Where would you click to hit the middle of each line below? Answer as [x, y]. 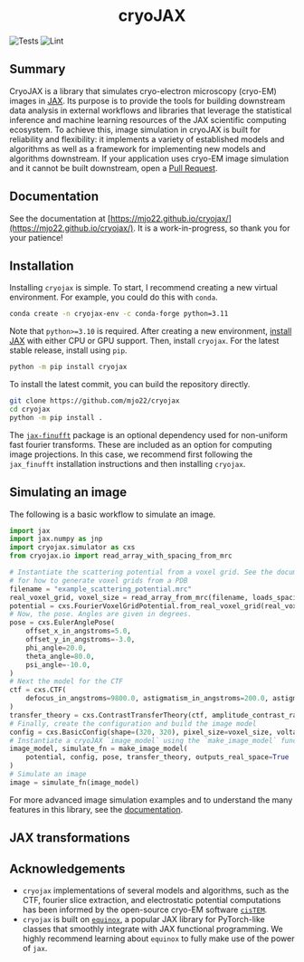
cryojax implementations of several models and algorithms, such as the [156, 891]
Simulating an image [68, 493]
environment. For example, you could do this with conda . [114, 297]
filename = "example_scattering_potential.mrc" [101, 589]
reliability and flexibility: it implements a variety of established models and [147, 139]
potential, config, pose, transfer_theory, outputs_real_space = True [157, 757]
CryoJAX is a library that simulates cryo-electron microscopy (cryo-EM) [143, 90]
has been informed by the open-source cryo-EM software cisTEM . [145, 910]
